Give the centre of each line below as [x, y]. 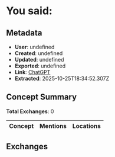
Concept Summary [42, 97]
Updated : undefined [39, 60]
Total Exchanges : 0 [30, 111]
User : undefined [34, 47]
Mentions [53, 126]
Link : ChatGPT [32, 72]
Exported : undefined [40, 66]
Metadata [24, 33]
